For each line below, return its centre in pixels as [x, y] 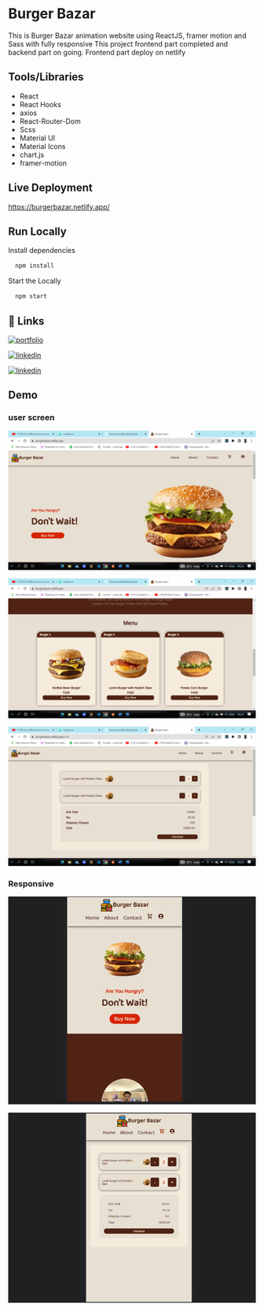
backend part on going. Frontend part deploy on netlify [97, 52]
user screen [31, 418]
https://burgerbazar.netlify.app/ [59, 206]
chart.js [32, 154]
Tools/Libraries [46, 77]
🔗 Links [26, 321]
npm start [31, 296]
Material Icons [42, 146]
